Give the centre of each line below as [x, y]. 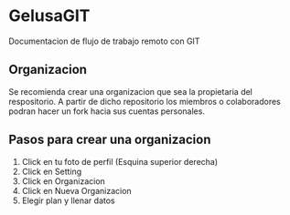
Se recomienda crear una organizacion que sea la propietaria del [131, 91]
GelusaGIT [49, 16]
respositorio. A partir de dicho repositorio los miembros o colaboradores [145, 101]
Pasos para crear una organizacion [110, 140]
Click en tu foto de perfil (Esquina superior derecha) [120, 161]
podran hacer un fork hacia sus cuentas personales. [107, 111]
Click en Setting [52, 171]
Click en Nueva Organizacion [76, 190]
